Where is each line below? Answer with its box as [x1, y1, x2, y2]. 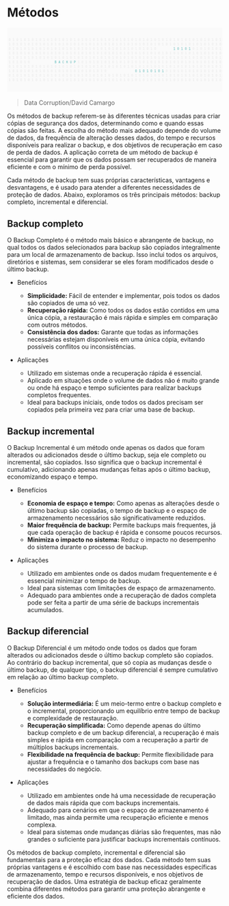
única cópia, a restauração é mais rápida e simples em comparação [27, 314, 218, 322]
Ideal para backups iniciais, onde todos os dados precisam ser [27, 399, 204, 407]
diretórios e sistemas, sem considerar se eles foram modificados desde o [7, 258, 214, 266]
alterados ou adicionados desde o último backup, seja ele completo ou [7, 451, 206, 459]
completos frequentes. [27, 391, 92, 399]
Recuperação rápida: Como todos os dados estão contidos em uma [27, 306, 219, 314]
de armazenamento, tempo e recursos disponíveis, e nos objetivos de [7, 870, 204, 878]
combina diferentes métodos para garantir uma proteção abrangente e [7, 885, 206, 893]
